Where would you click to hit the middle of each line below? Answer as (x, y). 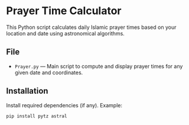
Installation (27, 91)
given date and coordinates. (49, 73)
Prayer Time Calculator (64, 11)
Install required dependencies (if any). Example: (64, 105)
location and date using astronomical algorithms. (66, 33)
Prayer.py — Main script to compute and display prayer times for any (99, 66)
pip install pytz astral (37, 116)
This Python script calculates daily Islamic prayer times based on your (91, 27)
